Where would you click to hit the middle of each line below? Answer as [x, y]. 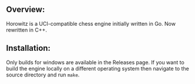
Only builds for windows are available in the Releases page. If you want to [95, 62]
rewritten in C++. [26, 30]
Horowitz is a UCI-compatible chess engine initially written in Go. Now [91, 23]
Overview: [26, 10]
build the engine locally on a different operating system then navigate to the [97, 68]
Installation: [28, 48]
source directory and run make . [43, 75]
